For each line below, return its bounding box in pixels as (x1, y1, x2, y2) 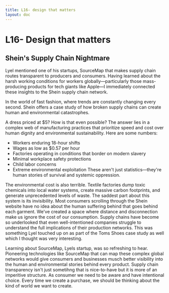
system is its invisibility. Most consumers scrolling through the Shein (5, 198, 148, 204)
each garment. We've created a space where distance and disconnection (5, 208, 158, 215)
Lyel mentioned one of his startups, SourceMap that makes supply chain (5, 67, 156, 73)
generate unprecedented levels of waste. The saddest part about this (5, 192, 150, 199)
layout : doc (5, 12, 30, 17)
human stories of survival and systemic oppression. (12, 172, 120, 178)
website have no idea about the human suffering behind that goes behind (5, 203, 158, 209)
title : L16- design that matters (5, 7, 76, 13)
